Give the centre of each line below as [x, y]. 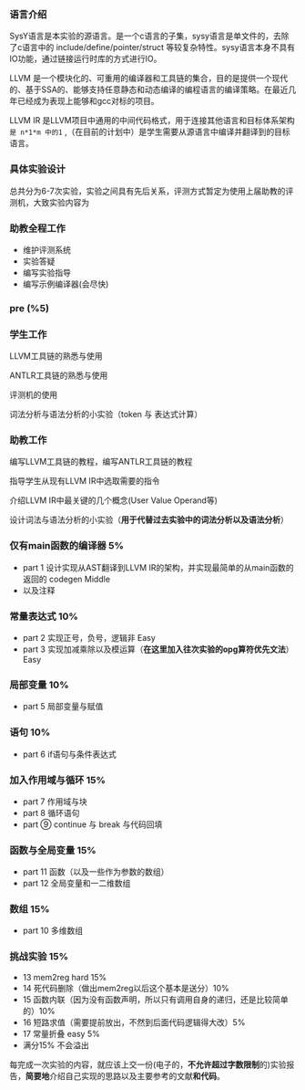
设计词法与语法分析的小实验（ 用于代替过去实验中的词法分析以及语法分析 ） [149, 520]
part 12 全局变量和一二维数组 [76, 884]
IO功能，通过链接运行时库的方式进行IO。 [86, 59]
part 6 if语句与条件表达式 [69, 754]
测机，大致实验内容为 [49, 202]
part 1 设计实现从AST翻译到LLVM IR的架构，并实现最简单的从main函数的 [158, 567]
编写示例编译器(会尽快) [66, 284]
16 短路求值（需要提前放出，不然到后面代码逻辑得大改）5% [134, 1022]
